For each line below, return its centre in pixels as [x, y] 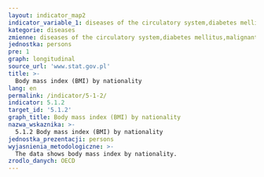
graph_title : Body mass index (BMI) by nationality [94, 117]
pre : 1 [19, 52]
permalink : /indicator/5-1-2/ [58, 96]
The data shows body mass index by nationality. [96, 154]
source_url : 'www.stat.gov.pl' [59, 67]
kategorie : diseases [42, 30]
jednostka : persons [40, 45]
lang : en [22, 88]
